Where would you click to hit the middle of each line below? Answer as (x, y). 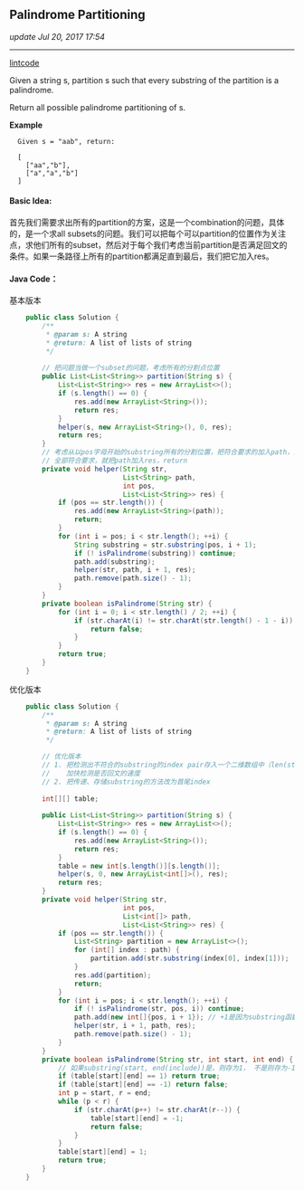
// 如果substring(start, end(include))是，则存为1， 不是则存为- (175, 1068)
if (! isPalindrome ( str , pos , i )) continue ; (159, 1009)
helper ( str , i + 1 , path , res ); (135, 1026)
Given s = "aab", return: (66, 141)
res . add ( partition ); (113, 975)
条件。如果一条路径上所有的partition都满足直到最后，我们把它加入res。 (142, 256)
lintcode (24, 62)
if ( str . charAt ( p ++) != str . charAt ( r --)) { (157, 1109)
